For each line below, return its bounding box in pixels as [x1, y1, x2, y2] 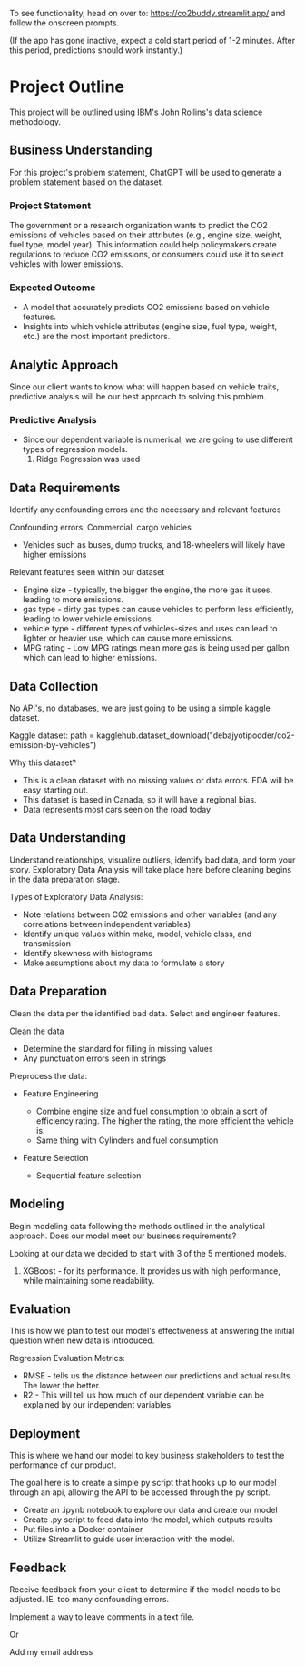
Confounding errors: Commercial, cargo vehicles [9, 522, 192, 533]
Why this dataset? [9, 757, 77, 768]
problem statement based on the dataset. [9, 177, 164, 187]
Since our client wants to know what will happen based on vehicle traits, [9, 381, 280, 392]
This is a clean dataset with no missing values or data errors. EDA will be [22, 775, 294, 786]
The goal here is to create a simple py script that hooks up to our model [9, 1478, 277, 1489]
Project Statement [9, 199, 92, 212]
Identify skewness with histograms [22, 947, 152, 958]
